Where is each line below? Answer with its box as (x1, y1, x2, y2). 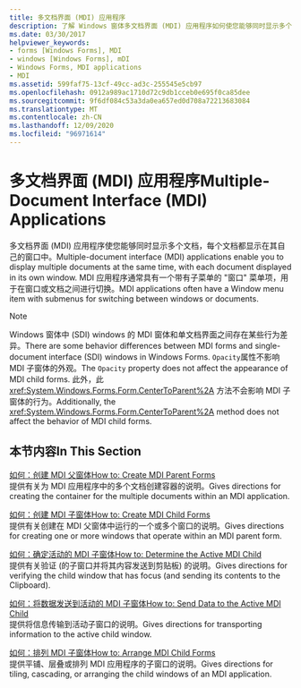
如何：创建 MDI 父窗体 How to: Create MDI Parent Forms (9, 469, 216, 480)
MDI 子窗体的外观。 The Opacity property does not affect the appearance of (9, 362, 288, 373)
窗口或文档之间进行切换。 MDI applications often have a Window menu (24, 283, 285, 293)
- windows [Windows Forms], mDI (9, 55, 130, 64)
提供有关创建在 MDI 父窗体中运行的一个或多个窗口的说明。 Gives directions (9, 520, 285, 531)
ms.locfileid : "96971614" (9, 130, 106, 139)
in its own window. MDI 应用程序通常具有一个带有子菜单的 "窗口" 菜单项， (9, 272, 281, 283)
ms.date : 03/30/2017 (9, 30, 87, 38)
